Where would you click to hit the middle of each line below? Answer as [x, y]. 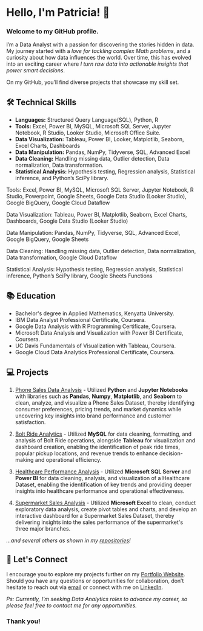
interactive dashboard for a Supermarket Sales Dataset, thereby [95, 515]
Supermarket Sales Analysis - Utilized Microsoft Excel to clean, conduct [105, 503]
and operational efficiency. [68, 459]
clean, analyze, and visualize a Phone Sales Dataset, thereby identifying [105, 403]
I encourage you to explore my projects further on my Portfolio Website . [96, 574]
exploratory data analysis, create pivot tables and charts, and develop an [106, 509]
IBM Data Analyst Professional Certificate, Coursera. [80, 320]
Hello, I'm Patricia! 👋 [58, 12]
